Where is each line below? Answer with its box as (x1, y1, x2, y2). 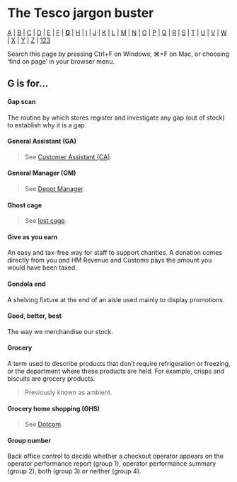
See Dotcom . (24, 420, 63, 429)
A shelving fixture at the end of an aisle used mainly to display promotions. (7, 295, 225, 304)
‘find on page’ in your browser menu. (7, 57, 115, 65)
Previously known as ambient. (24, 388, 112, 396)
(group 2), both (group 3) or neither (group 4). (7, 467, 141, 476)
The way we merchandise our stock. (7, 327, 113, 335)
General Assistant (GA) (7, 137, 76, 146)
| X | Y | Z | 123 (7, 35, 51, 44)
